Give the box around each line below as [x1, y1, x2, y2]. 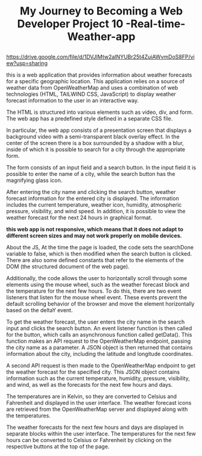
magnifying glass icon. [6, 176, 63, 184]
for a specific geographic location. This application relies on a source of [6, 78, 185, 85]
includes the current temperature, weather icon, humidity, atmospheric [6, 201, 182, 208]
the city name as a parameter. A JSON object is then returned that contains [6, 344, 193, 351]
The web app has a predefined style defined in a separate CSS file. [6, 115, 173, 122]
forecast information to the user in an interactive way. [6, 97, 139, 104]
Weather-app [67, 30, 136, 43]
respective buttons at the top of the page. [6, 443, 110, 450]
